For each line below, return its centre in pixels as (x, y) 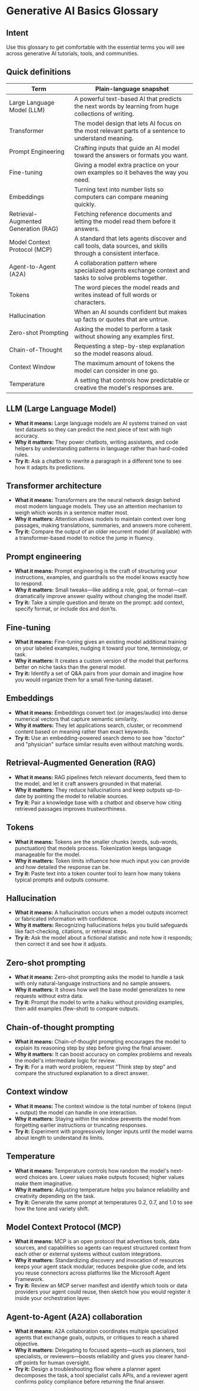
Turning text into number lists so (119, 189)
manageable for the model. (48, 854)
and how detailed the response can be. (62, 867)
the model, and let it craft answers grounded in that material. (89, 783)
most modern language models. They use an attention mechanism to (98, 507)
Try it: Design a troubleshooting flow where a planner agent (88, 1369)
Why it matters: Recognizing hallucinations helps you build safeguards (101, 925)
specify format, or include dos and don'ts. (66, 609)
